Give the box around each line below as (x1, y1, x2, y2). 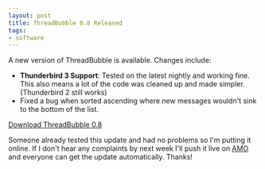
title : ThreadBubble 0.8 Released (8, 19, 123, 27)
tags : (8, 26, 26, 34)
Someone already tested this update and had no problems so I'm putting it (8, 136, 251, 145)
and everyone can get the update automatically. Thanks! (8, 152, 193, 162)
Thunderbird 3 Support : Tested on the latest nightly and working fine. (19, 71, 250, 80)
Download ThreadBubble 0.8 (8, 120, 103, 129)
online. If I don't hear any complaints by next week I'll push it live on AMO (8, 144, 249, 153)
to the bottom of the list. (19, 105, 99, 114)
